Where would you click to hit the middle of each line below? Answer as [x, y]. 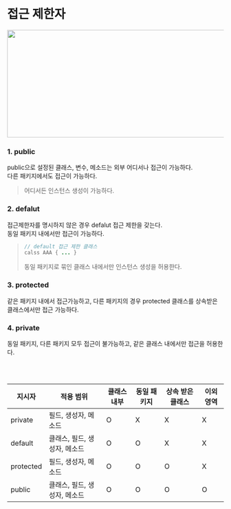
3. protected [28, 285]
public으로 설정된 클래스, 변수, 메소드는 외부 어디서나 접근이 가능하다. [100, 167]
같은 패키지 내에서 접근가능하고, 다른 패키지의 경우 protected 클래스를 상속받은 [112, 301]
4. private [23, 327]
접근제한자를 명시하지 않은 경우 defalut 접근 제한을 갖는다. [85, 225]
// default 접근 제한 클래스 [60, 246]
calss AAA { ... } [50, 253]
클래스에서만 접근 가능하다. [43, 310]
